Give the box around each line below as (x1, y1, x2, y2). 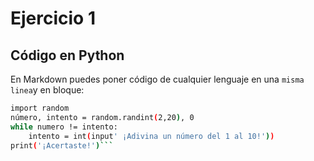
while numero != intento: (10, 122, 118, 132)
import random (10, 103, 70, 113)
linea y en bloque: (10, 84, 85, 96)
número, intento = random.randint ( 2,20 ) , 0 (10, 112, 195, 122)
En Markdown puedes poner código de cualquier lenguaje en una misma (10, 73, 305, 85)
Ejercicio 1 (10, 7, 96, 30)
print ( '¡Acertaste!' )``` (10, 140, 114, 151)
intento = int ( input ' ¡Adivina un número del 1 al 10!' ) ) (28, 131, 275, 141)
